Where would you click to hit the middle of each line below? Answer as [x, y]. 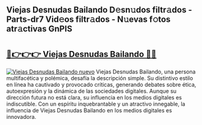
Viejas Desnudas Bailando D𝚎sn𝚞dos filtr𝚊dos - [99, 10]
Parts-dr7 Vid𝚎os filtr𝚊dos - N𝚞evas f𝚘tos [88, 20]
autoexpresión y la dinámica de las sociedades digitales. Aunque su [92, 91]
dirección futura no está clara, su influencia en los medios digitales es [94, 97]
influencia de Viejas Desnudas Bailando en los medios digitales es [89, 110]
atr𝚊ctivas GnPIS [39, 29]
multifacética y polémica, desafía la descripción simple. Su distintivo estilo [100, 78]
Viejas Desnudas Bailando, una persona [146, 72]
